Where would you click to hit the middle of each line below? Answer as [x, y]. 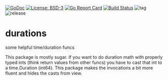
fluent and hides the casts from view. [44, 73]
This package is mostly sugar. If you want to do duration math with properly [84, 57]
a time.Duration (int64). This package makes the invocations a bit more [79, 67]
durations [26, 33]
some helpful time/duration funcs [40, 47]
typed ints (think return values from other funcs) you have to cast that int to [84, 62]
